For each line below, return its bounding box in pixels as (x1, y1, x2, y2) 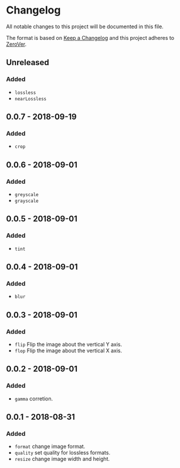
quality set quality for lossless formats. (14, 449, 110, 456)
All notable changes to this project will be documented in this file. (6, 23, 164, 30)
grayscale (14, 198, 39, 204)
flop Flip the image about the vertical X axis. (14, 347, 123, 354)
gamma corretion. (14, 395, 53, 402)
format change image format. (14, 443, 86, 450)
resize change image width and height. (14, 456, 110, 463)
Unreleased (6, 58, 50, 68)
